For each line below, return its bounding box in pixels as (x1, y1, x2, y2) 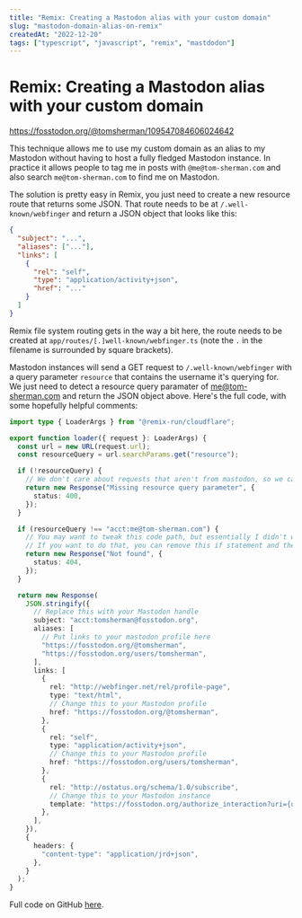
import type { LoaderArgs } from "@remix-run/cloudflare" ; (9, 417, 235, 427)
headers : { (32, 841, 75, 850)
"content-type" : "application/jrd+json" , (41, 850, 200, 859)
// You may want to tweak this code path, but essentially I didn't (25, 533, 288, 542)
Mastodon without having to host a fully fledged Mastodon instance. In (9, 153, 271, 163)
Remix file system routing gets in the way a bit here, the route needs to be (9, 325, 283, 336)
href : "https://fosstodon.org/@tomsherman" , (49, 707, 219, 717)
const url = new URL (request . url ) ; (17, 442, 151, 451)
